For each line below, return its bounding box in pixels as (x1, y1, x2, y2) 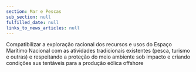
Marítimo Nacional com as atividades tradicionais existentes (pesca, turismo (6, 47, 191, 54)
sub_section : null (6, 14, 51, 20)
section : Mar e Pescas (6, 8, 62, 15)
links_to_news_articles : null (6, 25, 80, 31)
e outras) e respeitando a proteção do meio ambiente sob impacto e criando (6, 53, 191, 60)
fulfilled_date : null (6, 19, 59, 25)
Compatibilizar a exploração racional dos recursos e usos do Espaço (6, 41, 172, 48)
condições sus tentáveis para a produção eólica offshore (6, 60, 144, 67)
